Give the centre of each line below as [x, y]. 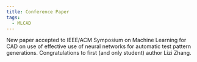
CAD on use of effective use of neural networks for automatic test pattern [99, 46]
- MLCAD [22, 23]
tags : [13, 17]
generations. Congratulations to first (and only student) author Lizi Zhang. [99, 53]
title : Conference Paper [38, 12]
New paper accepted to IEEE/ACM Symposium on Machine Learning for [96, 40]
